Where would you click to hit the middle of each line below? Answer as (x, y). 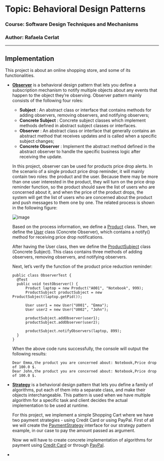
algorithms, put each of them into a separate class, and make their (79, 390)
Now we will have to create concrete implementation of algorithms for (82, 440)
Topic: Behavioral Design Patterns (75, 9)
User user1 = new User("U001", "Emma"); (67, 306)
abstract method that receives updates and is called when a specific (88, 136)
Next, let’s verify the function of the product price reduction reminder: (82, 266)
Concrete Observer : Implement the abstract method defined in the (87, 146)
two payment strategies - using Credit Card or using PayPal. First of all (83, 420)
